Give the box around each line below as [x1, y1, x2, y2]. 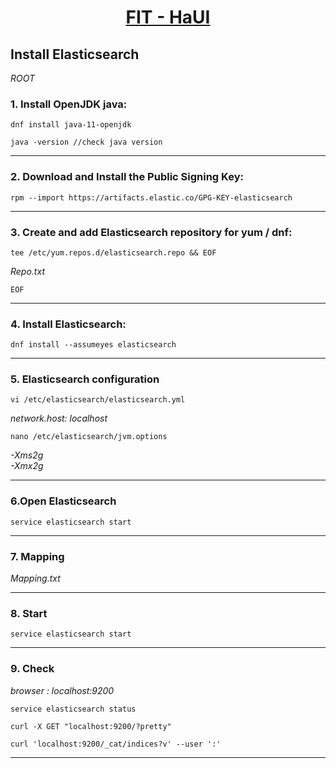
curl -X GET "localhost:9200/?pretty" [10, 721, 172, 731]
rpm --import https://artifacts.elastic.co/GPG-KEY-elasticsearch [10, 192, 293, 203]
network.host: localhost [10, 412, 108, 425]
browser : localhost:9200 [10, 684, 115, 696]
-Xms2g [10, 449, 44, 461]
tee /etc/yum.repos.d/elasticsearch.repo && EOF [10, 247, 217, 258]
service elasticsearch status [10, 704, 137, 714]
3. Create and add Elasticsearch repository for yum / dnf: [10, 225, 293, 239]
